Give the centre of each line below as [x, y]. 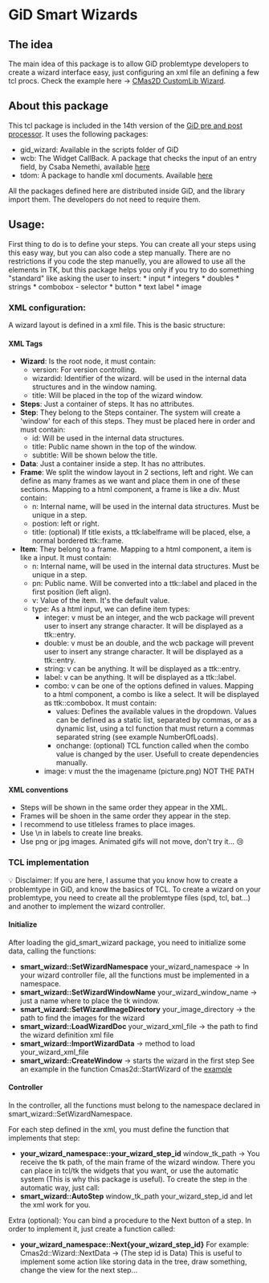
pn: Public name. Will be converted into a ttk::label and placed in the [145, 584]
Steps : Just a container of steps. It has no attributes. [107, 404]
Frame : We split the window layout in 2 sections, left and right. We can [137, 473]
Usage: [27, 225]
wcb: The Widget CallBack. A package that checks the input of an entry [138, 158]
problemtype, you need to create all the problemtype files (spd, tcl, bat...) [130, 897]
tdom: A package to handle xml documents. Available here [116, 175]
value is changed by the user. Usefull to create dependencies [157, 754]
